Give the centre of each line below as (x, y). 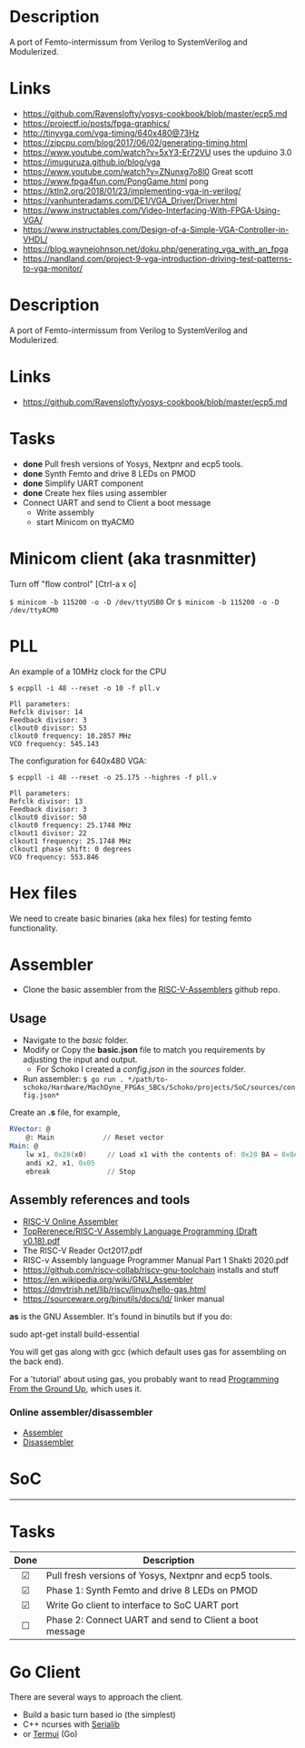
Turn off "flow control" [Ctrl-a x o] (73, 583)
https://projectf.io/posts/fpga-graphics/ (96, 123)
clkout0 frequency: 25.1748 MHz (70, 825)
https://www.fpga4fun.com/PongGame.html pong (115, 181)
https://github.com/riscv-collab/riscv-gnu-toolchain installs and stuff (151, 1270)
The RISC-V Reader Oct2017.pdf (83, 1251)
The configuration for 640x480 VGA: (78, 761)
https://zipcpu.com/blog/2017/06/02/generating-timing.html (135, 142)
